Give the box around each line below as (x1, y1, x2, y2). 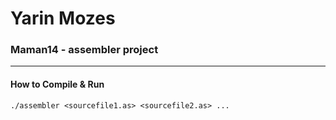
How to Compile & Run (10, 78, 105, 91)
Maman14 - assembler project (10, 43, 159, 57)
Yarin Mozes (10, 7, 116, 30)
